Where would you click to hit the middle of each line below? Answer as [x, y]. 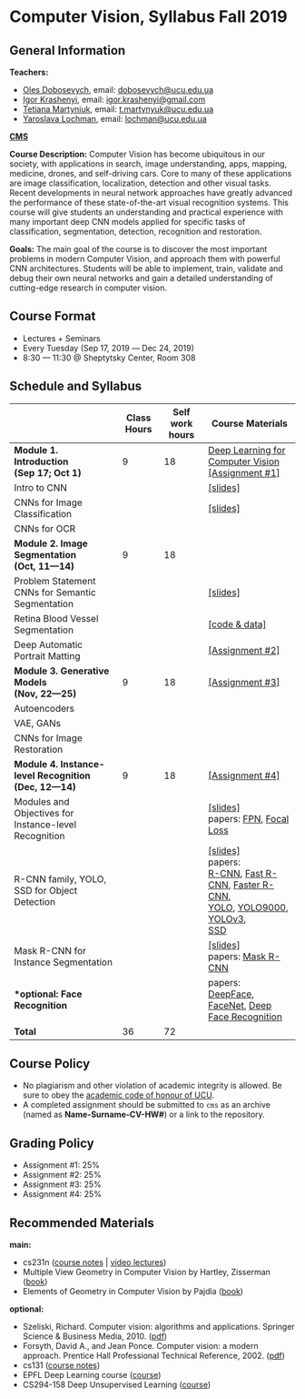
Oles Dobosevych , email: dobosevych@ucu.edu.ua [118, 90]
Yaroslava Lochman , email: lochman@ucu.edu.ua [114, 119]
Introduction [41, 461]
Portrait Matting [47, 655]
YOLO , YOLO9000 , [248, 907]
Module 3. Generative [62, 671]
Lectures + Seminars [62, 338]
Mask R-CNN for [50, 950]
